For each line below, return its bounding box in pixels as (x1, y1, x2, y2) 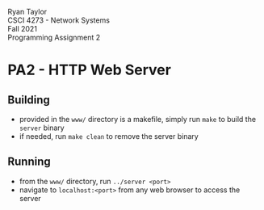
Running (7, 155, 52, 169)
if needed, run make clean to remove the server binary (19, 132, 199, 141)
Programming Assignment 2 (7, 32, 101, 42)
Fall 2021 (7, 24, 38, 33)
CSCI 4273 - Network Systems (7, 15, 111, 25)
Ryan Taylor (7, 7, 48, 16)
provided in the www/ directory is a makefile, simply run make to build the (19, 115, 256, 124)
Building (7, 93, 50, 107)
